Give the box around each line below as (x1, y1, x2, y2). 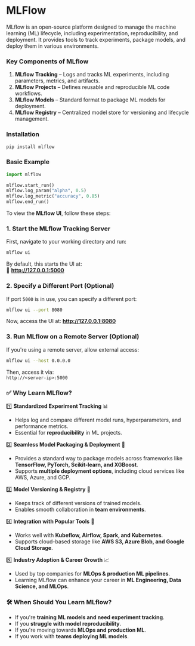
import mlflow (6, 171, 42, 177)
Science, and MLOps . (14, 583, 69, 590)
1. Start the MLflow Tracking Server (6, 224, 111, 233)
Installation (6, 130, 40, 139)
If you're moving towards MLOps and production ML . (14, 626, 146, 633)
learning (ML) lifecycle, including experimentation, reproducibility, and (6, 29, 178, 36)
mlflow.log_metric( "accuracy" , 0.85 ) (6, 193, 100, 199)
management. (14, 115, 49, 122)
